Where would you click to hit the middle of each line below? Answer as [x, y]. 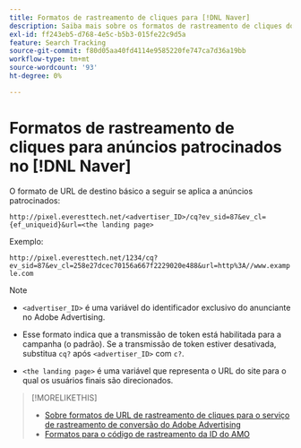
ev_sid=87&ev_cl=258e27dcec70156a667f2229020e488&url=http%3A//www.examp [150, 265]
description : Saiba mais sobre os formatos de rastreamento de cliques [146, 26]
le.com [21, 273]
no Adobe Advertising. [64, 317]
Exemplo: [26, 241]
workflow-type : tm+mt [50, 59]
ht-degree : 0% [36, 76]
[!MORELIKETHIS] [64, 397]
